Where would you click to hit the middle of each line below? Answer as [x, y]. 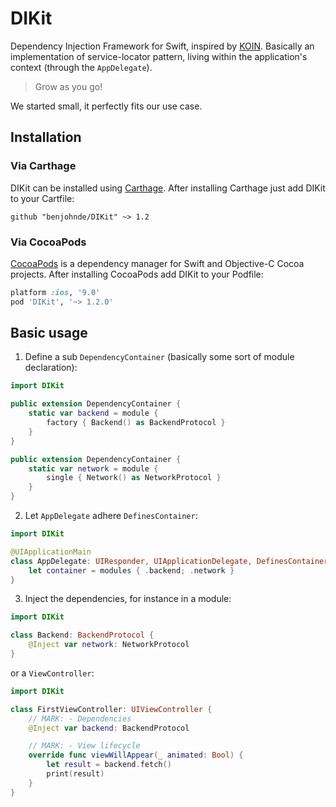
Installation [46, 137]
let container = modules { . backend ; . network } [131, 570]
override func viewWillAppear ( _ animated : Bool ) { [136, 755]
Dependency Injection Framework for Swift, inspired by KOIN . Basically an [162, 46]
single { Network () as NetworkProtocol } [134, 478]
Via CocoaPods [48, 242]
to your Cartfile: [42, 198]
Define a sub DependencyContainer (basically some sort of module [159, 357]
